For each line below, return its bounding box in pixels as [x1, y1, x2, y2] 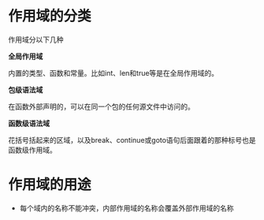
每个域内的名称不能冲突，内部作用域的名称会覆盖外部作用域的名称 [19, 203, 234, 213]
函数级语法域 [8, 118, 50, 128]
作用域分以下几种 [8, 35, 64, 44]
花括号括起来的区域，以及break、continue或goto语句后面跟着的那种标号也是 [8, 135, 256, 144]
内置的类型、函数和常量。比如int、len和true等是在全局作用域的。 [8, 68, 219, 77]
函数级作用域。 [8, 145, 57, 155]
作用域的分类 [8, 7, 92, 25]
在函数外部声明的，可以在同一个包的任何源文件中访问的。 [8, 102, 195, 111]
